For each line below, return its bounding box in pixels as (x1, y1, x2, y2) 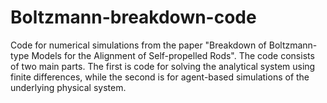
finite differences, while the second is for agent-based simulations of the (10, 71, 310, 83)
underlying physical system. (10, 81, 127, 93)
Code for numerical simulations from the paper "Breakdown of (10, 39, 267, 51)
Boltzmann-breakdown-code (10, 6, 257, 29)
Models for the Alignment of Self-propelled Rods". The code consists (31, 49, 315, 61)
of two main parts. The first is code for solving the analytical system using (10, 60, 316, 72)
